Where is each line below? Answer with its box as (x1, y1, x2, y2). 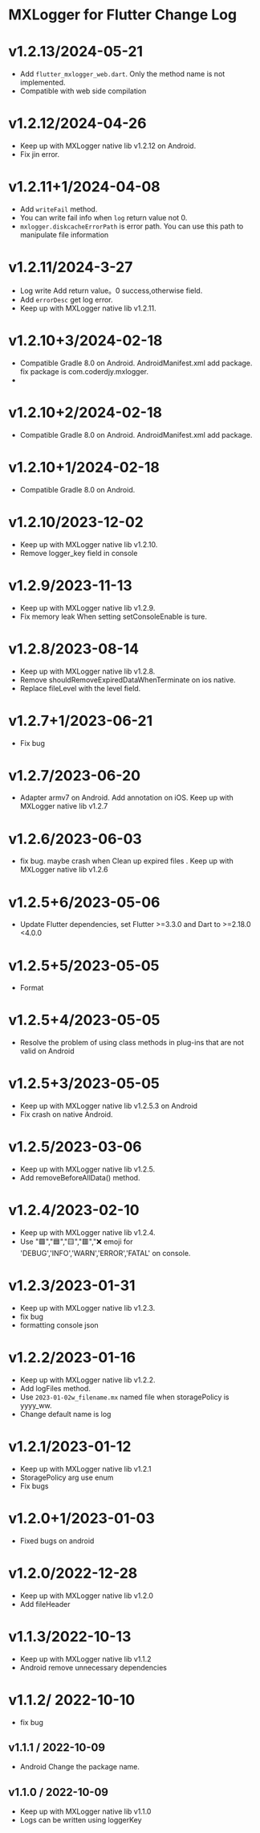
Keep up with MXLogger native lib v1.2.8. (19, 666, 156, 676)
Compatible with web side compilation (19, 86, 147, 96)
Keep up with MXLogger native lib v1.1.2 (19, 1654, 152, 1663)
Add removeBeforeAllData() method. (19, 1173, 140, 1183)
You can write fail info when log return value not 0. (19, 213, 188, 222)
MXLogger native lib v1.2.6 (19, 865, 108, 875)
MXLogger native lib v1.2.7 (19, 801, 108, 811)
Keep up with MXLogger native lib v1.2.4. (19, 1228, 156, 1237)
